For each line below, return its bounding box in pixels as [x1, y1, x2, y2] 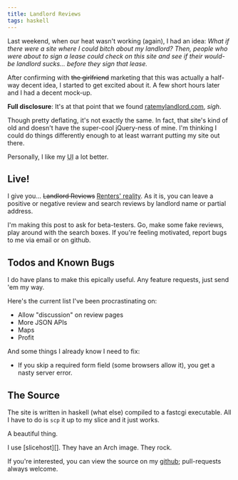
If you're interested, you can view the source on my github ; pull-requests [7, 456, 222, 465]
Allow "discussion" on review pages [17, 311, 123, 319]
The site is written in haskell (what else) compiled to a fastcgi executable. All [7, 407, 232, 417]
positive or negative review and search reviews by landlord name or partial [7, 199, 227, 208]
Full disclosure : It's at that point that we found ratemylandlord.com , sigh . [7, 102, 222, 110]
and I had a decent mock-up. [7, 88, 93, 97]
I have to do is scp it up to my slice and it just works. [7, 415, 160, 424]
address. [7, 207, 33, 216]
